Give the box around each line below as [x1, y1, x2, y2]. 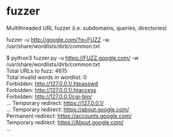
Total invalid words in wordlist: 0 [6, 73, 87, 81]
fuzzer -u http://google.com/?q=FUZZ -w [6, 36, 110, 43]
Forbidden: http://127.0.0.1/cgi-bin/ [6, 93, 92, 100]
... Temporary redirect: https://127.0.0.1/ [6, 99, 104, 107]
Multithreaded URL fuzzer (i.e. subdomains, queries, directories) [6, 24, 167, 32]
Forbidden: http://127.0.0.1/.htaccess [6, 86, 97, 93]
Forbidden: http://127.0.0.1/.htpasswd [6, 80, 98, 87]
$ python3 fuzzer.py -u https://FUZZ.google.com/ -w [6, 54, 139, 61]
